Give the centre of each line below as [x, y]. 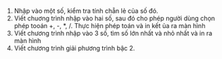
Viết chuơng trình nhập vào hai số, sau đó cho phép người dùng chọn [115, 18]
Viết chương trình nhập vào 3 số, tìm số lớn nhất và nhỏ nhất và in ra [113, 33]
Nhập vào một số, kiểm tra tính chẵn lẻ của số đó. [86, 11]
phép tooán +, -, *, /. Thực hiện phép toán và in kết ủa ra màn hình [110, 26]
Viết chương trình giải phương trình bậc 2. [74, 48]
